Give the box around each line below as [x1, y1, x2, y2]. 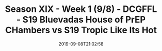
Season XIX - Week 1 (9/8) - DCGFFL [4, 3, 157, 15]
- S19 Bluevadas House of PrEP [16, 14, 146, 25]
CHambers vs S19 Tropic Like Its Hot [5, 25, 157, 36]
